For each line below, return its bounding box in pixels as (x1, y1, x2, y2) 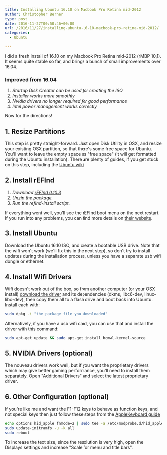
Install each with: (5, 302, 40, 308)
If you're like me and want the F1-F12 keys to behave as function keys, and (5, 406, 158, 412)
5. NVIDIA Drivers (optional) (5, 349, 93, 357)
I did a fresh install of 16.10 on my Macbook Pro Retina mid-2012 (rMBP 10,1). (5, 53, 162, 59)
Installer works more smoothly (12, 93, 75, 99)
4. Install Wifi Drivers (5, 273, 72, 281)
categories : (5, 30, 30, 35)
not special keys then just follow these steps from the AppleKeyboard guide (5, 411, 160, 417)
